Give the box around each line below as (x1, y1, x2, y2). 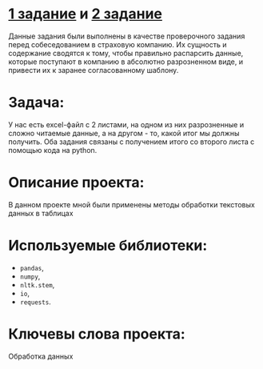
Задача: (8, 94, 65, 112)
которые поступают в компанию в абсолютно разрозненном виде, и (8, 57, 244, 66)
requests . (19, 297, 52, 307)
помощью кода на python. (8, 145, 98, 154)
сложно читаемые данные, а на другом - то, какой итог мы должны (8, 128, 240, 138)
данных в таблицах (8, 208, 74, 218)
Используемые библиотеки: (8, 237, 208, 255)
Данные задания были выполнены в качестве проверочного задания (8, 31, 245, 41)
